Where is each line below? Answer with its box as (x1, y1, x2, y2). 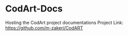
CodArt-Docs (5, 3, 63, 14)
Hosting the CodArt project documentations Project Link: (5, 19, 123, 25)
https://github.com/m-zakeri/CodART (5, 24, 83, 30)
